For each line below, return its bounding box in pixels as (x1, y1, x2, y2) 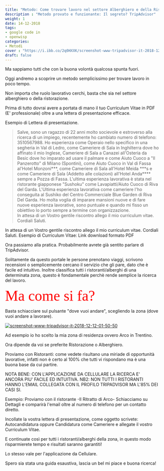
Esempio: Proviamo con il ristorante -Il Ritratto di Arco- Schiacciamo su (5, 397, 148, 402)
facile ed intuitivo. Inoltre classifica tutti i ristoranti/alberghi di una (5, 267, 137, 273)
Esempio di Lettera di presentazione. (5, 120, 79, 125)
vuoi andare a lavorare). (5, 313, 53, 319)
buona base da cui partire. (5, 362, 58, 368)
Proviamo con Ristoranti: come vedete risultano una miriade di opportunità (5, 351, 155, 357)
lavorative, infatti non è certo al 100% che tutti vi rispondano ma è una (5, 356, 146, 363)
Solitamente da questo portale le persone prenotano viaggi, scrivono (5, 257, 143, 263)
